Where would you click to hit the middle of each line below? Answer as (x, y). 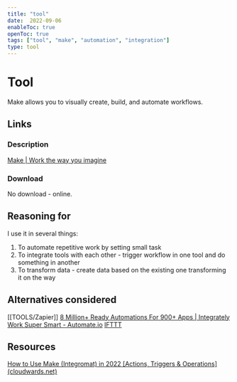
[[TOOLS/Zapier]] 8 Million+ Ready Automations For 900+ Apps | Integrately (119, 317)
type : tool (23, 47)
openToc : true (28, 34)
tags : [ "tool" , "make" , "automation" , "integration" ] (89, 41)
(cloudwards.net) (33, 371)
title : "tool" (28, 14)
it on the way (37, 277)
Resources (32, 347)
